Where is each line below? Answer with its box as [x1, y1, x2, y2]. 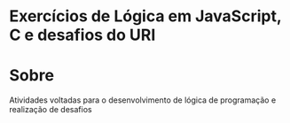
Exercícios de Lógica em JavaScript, [9, 6, 282, 27]
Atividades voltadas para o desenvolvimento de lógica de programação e [9, 95, 277, 105]
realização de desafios [9, 104, 92, 115]
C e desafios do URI [9, 25, 156, 45]
